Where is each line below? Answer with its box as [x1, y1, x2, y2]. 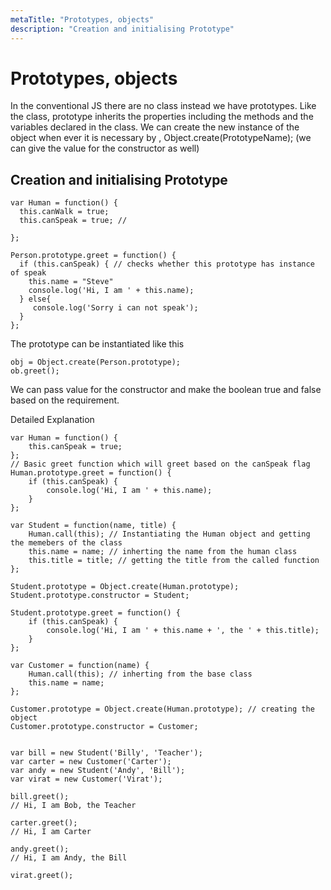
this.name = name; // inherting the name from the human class [28, 547, 298, 557]
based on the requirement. [10, 394, 120, 406]
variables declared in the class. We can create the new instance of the [10, 121, 300, 133]
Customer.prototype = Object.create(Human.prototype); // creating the [10, 704, 315, 715]
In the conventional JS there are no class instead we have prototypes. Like [10, 100, 317, 112]
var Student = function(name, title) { [10, 521, 177, 531]
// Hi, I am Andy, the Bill [10, 853, 128, 863]
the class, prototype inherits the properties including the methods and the [10, 111, 314, 123]
